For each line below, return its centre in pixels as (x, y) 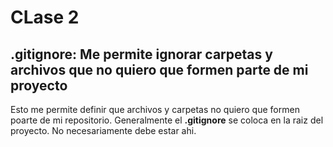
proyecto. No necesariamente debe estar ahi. (103, 130)
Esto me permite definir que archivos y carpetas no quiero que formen (155, 109)
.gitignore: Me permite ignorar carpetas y (141, 54)
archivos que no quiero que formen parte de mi (159, 69)
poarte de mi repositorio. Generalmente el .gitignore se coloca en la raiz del (167, 120)
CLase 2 (45, 17)
